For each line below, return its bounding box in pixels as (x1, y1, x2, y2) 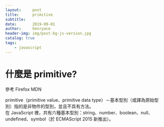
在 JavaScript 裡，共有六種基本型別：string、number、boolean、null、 (5, 109, 153, 115)
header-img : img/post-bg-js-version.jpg (5, 31, 92, 36)
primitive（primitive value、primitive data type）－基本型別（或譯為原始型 (5, 97, 159, 103)
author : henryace (5, 26, 51, 31)
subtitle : (5, 17, 26, 22)
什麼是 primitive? (5, 68, 77, 80)
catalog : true (5, 36, 35, 41)
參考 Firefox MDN (5, 86, 42, 92)
